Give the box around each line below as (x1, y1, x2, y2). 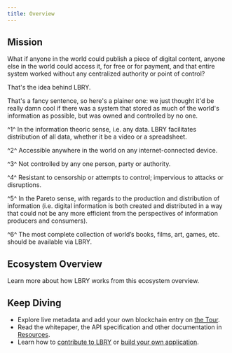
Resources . (17, 331, 50, 339)
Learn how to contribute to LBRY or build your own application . (17, 338, 200, 347)
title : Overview (7, 10, 55, 18)
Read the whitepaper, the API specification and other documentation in (17, 323, 222, 331)
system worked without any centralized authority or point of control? (7, 69, 205, 78)
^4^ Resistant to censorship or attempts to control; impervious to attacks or (7, 173, 224, 182)
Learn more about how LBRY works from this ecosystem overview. (7, 277, 200, 285)
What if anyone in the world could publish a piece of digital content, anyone (7, 55, 226, 63)
